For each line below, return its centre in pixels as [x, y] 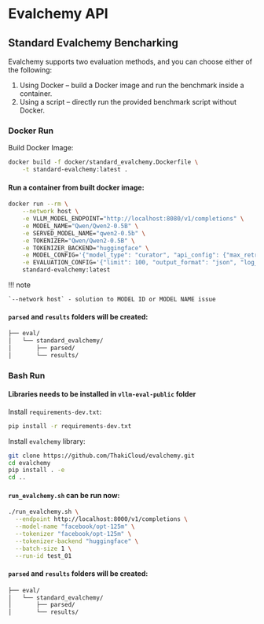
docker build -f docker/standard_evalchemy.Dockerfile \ [103, 162]
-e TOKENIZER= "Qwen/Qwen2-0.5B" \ [79, 241]
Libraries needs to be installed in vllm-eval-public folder [102, 394]
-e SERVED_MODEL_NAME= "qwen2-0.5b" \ [84, 233]
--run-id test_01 [44, 556]
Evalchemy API [58, 14]
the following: [30, 70]
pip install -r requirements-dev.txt [70, 426]
